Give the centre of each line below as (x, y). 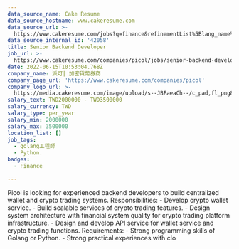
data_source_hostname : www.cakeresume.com (71, 21)
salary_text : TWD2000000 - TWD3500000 (65, 100)
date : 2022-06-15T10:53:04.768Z (55, 67)
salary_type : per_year (41, 113)
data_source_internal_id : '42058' (59, 41)
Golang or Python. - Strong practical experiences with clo (92, 238)
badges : (19, 160)
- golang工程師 (34, 147)
